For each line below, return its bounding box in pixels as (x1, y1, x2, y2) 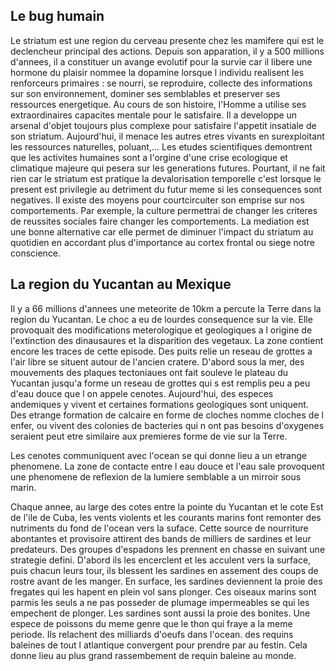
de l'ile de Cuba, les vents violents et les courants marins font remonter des (10, 511, 322, 523)
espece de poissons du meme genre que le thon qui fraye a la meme (10, 617, 293, 629)
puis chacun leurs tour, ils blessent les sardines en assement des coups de (10, 564, 319, 576)
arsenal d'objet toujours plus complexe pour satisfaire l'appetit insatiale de (10, 119, 317, 131)
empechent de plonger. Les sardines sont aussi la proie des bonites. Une (10, 607, 311, 619)
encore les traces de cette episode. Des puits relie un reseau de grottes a (10, 345, 313, 357)
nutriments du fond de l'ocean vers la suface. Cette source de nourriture (10, 522, 309, 534)
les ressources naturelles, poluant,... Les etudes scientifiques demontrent (10, 140, 313, 153)
